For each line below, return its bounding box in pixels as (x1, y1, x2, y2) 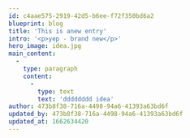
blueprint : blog (8, 19, 63, 28)
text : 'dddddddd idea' (37, 95, 114, 103)
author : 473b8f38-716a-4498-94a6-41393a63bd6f (8, 102, 169, 110)
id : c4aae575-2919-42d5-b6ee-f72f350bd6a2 (8, 11, 154, 20)
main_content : (8, 50, 57, 58)
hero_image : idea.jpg (8, 42, 82, 50)
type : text (37, 87, 75, 96)
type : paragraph (23, 65, 79, 73)
